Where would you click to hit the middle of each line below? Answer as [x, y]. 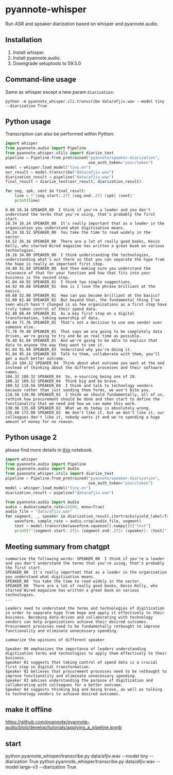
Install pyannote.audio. [37, 58]
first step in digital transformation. [48, 667]
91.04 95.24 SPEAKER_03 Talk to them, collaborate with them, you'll [83, 354]
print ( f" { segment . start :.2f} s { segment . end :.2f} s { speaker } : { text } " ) [92, 531]
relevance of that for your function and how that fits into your [78, 273]
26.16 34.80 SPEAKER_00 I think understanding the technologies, [78, 255]
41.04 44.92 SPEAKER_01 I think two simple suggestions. [69, 282]
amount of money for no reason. [40, 421]
